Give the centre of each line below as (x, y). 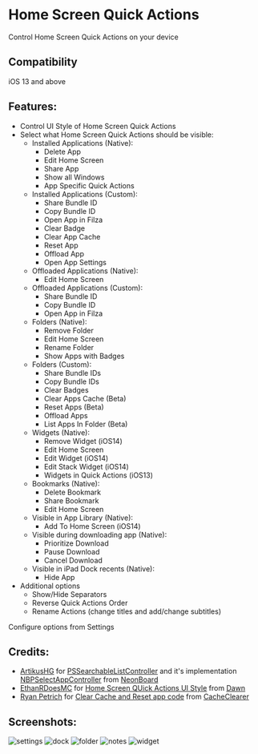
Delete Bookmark (73, 492)
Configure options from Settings (61, 627)
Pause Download (72, 551)
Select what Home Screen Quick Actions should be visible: (117, 135)
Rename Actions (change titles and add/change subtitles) (127, 611)
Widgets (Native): (61, 432)
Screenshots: (43, 722)
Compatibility (43, 62)
